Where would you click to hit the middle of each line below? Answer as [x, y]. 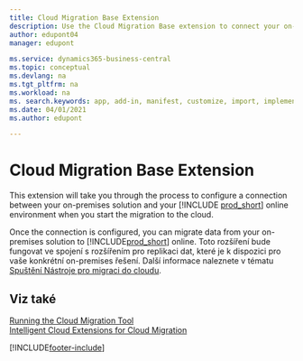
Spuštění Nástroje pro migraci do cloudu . [86, 271]
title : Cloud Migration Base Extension [84, 18]
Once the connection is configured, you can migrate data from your [134, 232]
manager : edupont [42, 43]
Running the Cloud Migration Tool [72, 320]
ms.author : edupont [46, 118]
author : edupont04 [44, 34]
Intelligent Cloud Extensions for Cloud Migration [98, 330]
